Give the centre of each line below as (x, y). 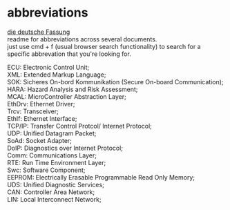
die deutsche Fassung (39, 32)
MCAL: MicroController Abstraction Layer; (67, 96)
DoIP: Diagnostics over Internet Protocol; (65, 148)
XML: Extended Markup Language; (57, 75)
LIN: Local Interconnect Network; (54, 199)
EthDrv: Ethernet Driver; (41, 104)
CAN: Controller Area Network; (51, 192)
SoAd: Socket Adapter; (40, 140)
